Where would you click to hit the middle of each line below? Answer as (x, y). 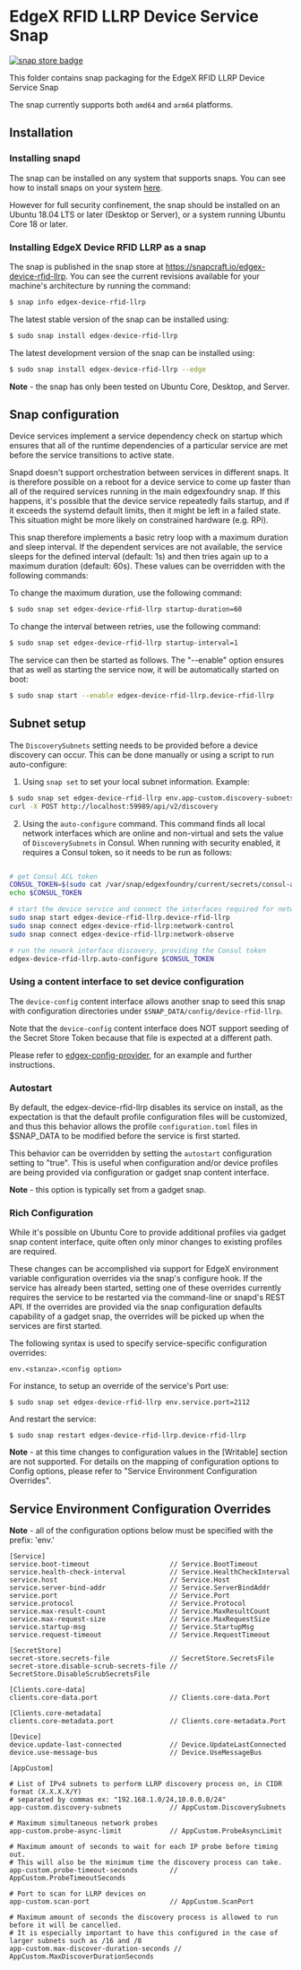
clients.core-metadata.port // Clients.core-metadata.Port (148, 1722)
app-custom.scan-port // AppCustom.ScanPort (132, 1902)
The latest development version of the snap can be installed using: (132, 352)
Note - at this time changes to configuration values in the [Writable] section (149, 1452)
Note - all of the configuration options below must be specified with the (141, 1531)
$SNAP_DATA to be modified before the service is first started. (125, 1136)
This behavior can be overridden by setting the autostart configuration (141, 1153)
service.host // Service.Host (120, 1580)
